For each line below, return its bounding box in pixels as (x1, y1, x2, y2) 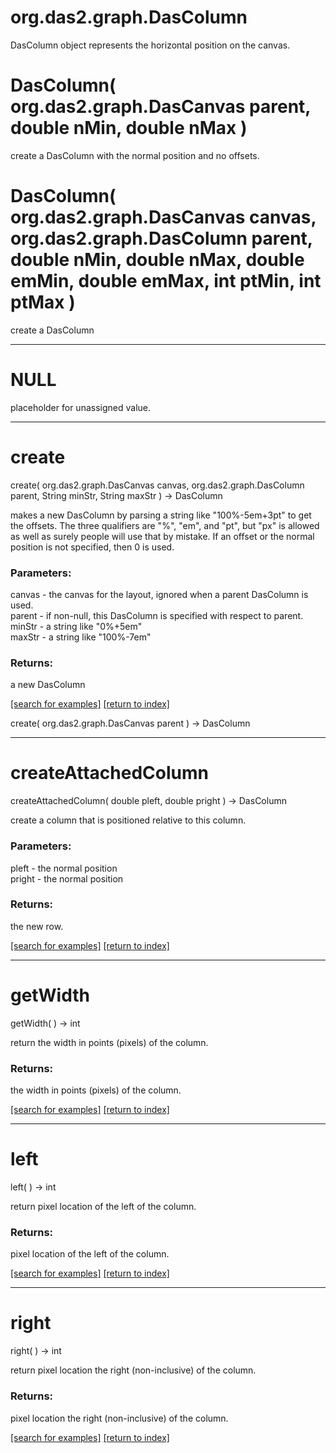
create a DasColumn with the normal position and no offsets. (10, 149, 260, 161)
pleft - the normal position (10, 862, 118, 874)
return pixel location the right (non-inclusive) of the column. (10, 1364, 257, 1376)
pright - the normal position (10, 872, 124, 885)
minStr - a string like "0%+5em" (10, 620, 143, 632)
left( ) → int (10, 1181, 57, 1193)
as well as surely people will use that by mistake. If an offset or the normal (10, 530, 315, 542)
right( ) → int (10, 1345, 62, 1357)
